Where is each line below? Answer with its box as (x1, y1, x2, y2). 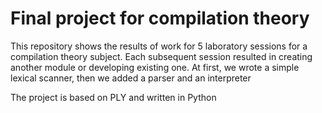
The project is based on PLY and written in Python (10, 91, 217, 103)
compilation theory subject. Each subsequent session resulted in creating (10, 50, 313, 62)
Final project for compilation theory (10, 7, 310, 30)
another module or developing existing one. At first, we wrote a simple (10, 61, 300, 73)
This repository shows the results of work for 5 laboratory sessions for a (10, 40, 308, 52)
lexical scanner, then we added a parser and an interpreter (10, 72, 252, 84)
